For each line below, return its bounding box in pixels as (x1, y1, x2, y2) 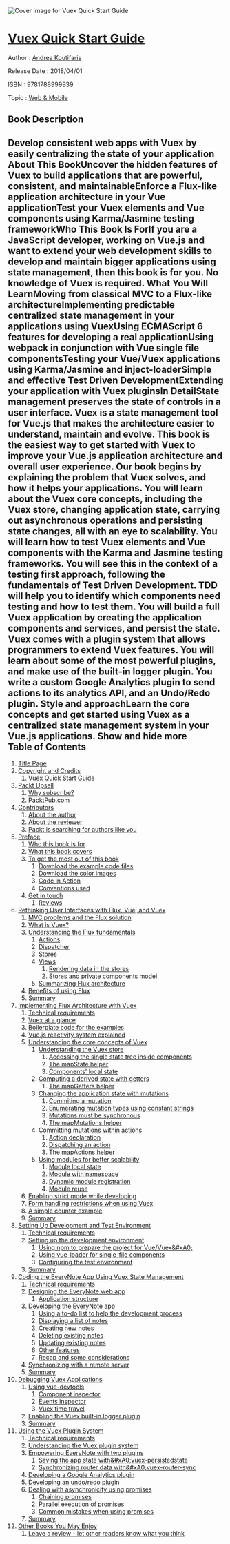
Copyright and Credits (17, 767, 81, 775)
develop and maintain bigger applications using (8, 255, 216, 267)
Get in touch (28, 891, 63, 900)
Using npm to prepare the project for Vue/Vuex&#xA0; (38, 1243, 193, 1252)
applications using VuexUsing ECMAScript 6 (8, 320, 204, 332)
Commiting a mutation (48, 1097, 112, 1105)
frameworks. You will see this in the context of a (8, 558, 218, 569)
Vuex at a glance (28, 1016, 76, 1024)
